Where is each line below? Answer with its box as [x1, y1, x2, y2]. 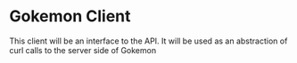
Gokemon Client [9, 6, 131, 27]
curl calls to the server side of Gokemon [9, 44, 157, 55]
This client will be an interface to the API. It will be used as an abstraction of [9, 35, 288, 46]
